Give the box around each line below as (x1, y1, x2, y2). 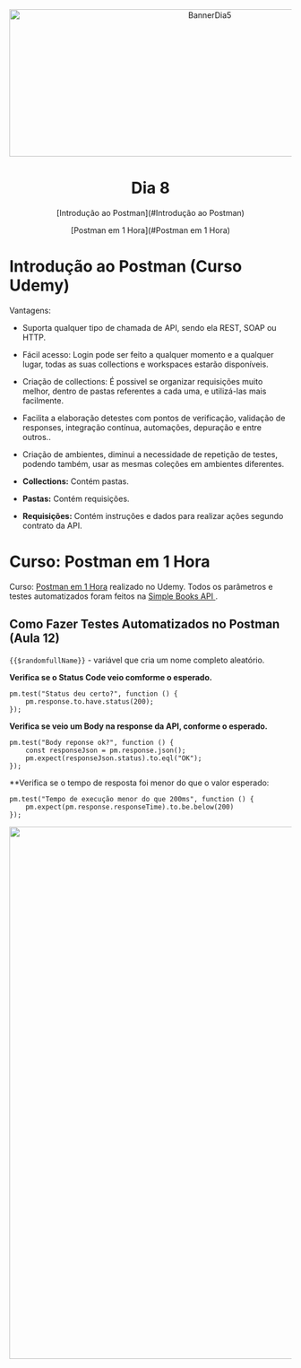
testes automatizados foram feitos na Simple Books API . (9, 591, 218, 602)
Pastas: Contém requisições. (21, 493, 130, 504)
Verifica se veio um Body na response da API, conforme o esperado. (9, 721, 269, 732)
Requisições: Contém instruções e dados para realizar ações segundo (21, 510, 284, 521)
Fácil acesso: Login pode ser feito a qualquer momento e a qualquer (21, 349, 274, 359)
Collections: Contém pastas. (21, 475, 130, 487)
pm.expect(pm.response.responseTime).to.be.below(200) (25, 802, 235, 811)
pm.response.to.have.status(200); (25, 697, 154, 706)
